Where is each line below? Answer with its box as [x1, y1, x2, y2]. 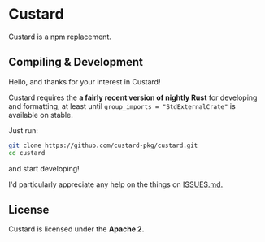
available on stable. [8, 110, 73, 119]
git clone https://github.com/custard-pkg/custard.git [8, 141, 198, 149]
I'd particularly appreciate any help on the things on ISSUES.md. [8, 179, 224, 189]
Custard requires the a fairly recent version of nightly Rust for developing [8, 93, 258, 102]
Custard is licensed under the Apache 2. [8, 224, 145, 234]
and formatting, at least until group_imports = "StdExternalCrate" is [8, 101, 236, 110]
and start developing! [8, 163, 80, 173]
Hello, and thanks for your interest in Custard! [8, 76, 161, 86]
